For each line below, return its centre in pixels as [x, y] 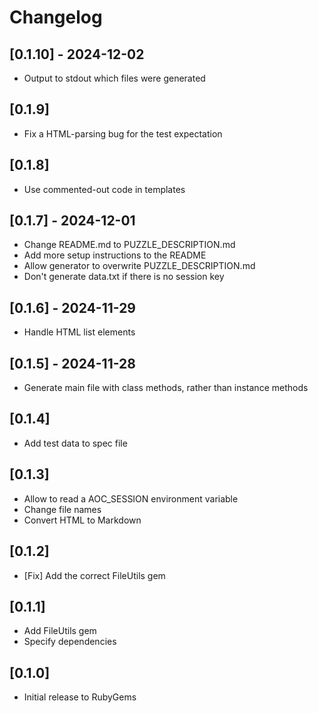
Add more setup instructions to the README [115, 255]
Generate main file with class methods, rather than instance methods [166, 388]
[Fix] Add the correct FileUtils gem [94, 575]
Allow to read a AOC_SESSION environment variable [131, 498]
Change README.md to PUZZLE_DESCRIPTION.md [129, 245]
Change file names [62, 509]
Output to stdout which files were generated [114, 78]
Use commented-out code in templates [104, 189]
